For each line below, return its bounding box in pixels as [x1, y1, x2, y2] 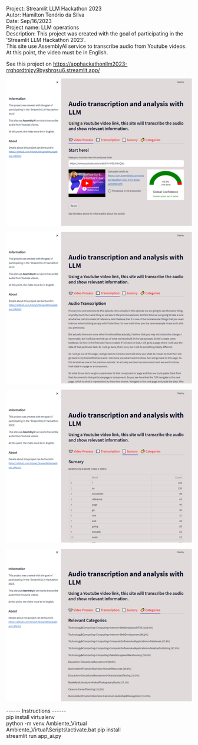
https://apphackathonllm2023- [52, 60, 128, 67]
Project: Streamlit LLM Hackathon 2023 [6, 5, 102, 12]
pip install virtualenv [6, 714, 55, 721]
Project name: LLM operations [6, 24, 80, 31]
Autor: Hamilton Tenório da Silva [6, 11, 85, 18]
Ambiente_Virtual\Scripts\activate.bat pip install [6, 726, 121, 733]
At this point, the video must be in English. [6, 49, 108, 56]
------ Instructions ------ [6, 707, 67, 714]
